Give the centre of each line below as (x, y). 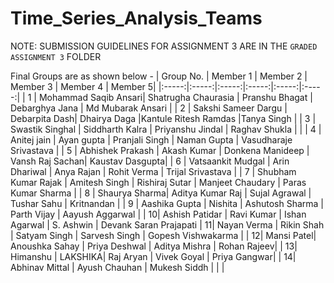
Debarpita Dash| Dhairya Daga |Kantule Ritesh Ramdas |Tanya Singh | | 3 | (163, 118)
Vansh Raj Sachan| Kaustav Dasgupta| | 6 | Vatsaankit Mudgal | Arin (150, 161)
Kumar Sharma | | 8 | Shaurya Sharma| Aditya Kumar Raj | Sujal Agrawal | (161, 193)
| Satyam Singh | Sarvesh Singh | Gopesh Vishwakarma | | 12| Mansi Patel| (163, 235)
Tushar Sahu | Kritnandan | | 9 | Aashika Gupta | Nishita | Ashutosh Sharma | (167, 203)
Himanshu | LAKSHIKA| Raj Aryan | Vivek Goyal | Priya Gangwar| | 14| (153, 256)
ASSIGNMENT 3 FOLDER (56, 56)
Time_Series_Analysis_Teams (136, 18)
